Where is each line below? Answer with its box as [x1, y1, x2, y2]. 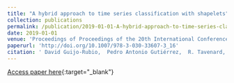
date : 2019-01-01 [7, 29, 58, 37]
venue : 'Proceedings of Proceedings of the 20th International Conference [7, 36, 229, 43]
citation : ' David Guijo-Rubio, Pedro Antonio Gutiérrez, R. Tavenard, [7, 49, 226, 56]
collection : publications [7, 17, 82, 24]
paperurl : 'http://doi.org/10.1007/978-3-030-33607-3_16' [7, 42, 179, 49]
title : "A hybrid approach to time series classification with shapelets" [7, 10, 229, 17]
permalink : [7, 23, 39, 30]
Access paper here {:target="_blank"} [7, 67, 114, 76]
